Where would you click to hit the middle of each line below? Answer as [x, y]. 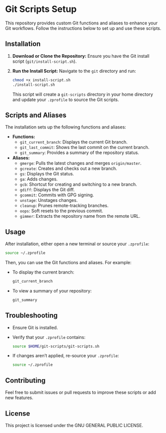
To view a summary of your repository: [52, 290]
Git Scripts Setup [41, 9]
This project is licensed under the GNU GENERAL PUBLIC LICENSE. [74, 425]
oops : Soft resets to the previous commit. [61, 211]
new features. [19, 398]
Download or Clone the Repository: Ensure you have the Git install [81, 56]
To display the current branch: [43, 272]
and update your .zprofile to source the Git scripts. [66, 99]
